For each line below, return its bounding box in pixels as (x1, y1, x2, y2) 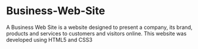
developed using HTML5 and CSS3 (6, 36, 92, 43)
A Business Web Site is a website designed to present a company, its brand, (6, 24, 193, 31)
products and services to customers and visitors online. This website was (6, 30, 187, 37)
